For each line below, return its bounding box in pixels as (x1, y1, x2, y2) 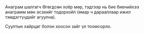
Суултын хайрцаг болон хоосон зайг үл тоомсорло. (5, 23, 112, 29)
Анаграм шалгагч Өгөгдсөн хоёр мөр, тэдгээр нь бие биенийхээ (5, 4, 139, 10)
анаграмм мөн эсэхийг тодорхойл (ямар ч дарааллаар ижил (5, 9, 131, 15)
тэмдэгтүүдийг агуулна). (5, 14, 56, 20)
